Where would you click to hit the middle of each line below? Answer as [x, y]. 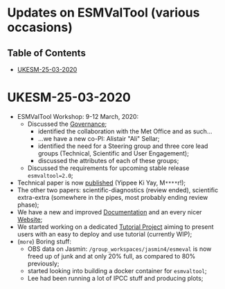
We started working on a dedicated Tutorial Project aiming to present [115, 227]
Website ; [30, 219]
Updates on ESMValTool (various [103, 13]
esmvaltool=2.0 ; [51, 175]
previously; [43, 263]
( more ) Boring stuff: [44, 241]
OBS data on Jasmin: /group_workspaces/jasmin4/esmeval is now [119, 249]
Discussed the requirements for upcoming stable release [108, 168]
